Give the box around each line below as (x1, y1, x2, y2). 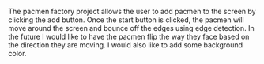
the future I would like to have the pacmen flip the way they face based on (8, 32, 250, 41)
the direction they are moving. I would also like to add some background (8, 40, 243, 50)
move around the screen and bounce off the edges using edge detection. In (8, 24, 255, 32)
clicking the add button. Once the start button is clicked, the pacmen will (8, 15, 244, 24)
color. (8, 49, 27, 58)
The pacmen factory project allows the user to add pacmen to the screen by (8, 7, 256, 16)
